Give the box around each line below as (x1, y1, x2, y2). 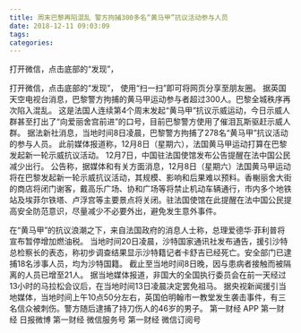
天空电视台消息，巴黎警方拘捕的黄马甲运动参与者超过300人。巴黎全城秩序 (9, 94, 284, 105)
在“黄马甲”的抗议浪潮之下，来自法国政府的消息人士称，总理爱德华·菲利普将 (9, 225, 286, 235)
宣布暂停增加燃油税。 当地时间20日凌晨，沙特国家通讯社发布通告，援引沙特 (9, 236, 288, 247)
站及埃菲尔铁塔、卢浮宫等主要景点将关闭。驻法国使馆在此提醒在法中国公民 (9, 194, 284, 206)
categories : (9, 38, 54, 47)
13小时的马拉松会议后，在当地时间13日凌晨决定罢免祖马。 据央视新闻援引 (9, 281, 279, 292)
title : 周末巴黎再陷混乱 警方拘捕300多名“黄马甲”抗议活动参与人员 (9, 13, 228, 22)
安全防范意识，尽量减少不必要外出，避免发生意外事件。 (16, 206, 221, 217)
